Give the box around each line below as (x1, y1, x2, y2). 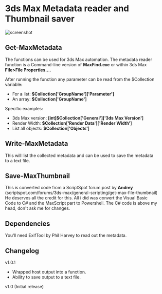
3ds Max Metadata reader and (5, 3, 129, 14)
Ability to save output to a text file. (12, 274, 81, 280)
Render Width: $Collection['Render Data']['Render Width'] (12, 120, 132, 126)
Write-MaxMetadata (5, 139, 68, 148)
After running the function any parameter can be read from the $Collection (5, 76, 155, 82)
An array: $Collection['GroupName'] (12, 96, 87, 102)
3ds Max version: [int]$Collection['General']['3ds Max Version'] (12, 115, 144, 121)
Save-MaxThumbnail (5, 172, 70, 180)
